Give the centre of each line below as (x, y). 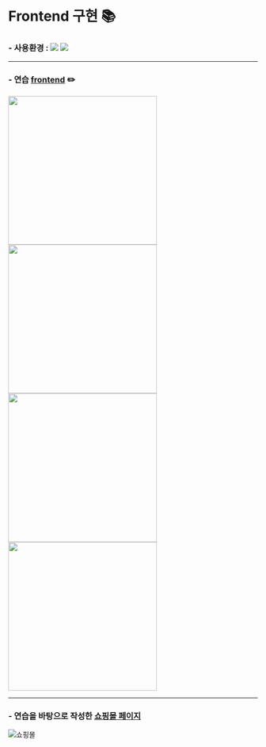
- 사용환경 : (28, 48)
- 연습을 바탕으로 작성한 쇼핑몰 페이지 (74, 716)
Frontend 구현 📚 (62, 16)
